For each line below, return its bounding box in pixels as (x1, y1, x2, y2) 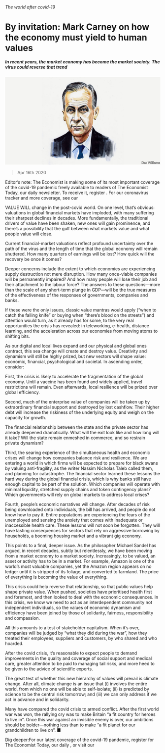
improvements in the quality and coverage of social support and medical (5, 655, 152, 661)
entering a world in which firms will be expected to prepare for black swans (5, 460, 159, 466)
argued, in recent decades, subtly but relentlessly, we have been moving (5, 548, 153, 554)
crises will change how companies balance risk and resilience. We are (5, 455, 147, 461)
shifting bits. (5, 333, 31, 339)
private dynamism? (5, 440, 44, 446)
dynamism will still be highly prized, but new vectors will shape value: (5, 353, 146, 359)
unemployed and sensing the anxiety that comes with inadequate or (5, 517, 143, 523)
